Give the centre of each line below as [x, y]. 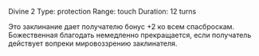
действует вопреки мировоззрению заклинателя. [93, 43]
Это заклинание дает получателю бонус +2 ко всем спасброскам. [122, 26]
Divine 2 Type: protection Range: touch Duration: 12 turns [102, 11]
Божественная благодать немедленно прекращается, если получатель [130, 35]
